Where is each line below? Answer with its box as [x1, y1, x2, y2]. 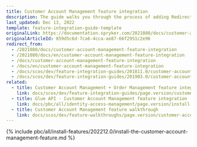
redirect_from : [6, 42, 43, 47]
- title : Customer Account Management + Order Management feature [11, 85, 177, 91]
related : [6, 80, 28, 86]
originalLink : [6, 30, 41, 36]
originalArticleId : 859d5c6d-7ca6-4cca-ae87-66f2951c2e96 [6, 36, 151, 42]
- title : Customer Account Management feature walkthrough [11, 107, 159, 112]
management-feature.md [6, 134, 67, 141]
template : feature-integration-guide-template [6, 25, 122, 31]
